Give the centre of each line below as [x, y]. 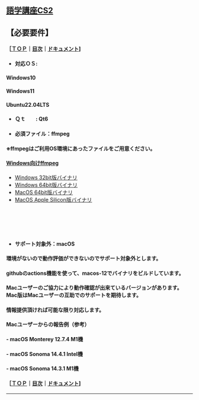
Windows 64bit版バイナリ [46, 185]
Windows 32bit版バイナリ [46, 177]
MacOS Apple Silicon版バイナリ [53, 199]
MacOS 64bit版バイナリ [44, 192]
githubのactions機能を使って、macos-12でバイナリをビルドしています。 [95, 273]
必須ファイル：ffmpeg [42, 134]
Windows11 [20, 91]
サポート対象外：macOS [45, 244]
